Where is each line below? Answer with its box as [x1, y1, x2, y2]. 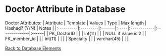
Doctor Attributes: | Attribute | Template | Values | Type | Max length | [5, 20, 147, 26]
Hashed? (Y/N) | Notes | [5, 25, 55, 31]
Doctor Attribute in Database [5, 3, 126, 15]
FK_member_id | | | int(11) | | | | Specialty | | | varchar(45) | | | [5, 36, 129, 42]
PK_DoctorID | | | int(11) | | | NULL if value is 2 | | [49, 30, 147, 36]
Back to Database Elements [5, 45, 61, 51]
